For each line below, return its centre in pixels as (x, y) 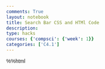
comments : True (25, 11)
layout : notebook (28, 17)
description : (22, 28)
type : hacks (21, 34)
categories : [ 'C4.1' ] (33, 45)
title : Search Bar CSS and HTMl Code (53, 22)
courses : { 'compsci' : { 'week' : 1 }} (50, 39)
